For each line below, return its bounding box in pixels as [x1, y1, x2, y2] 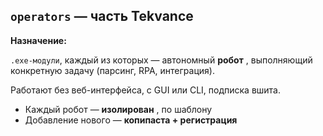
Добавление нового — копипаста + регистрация [24, 114, 238, 126]
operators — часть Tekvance [10, 8, 194, 25]
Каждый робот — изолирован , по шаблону [24, 103, 213, 115]
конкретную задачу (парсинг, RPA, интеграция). [10, 64, 215, 76]
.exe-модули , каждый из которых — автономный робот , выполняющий [10, 54, 313, 66]
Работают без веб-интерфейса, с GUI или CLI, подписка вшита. [10, 84, 282, 96]
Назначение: [10, 34, 67, 46]
